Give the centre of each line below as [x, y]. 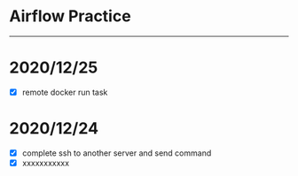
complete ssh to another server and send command [117, 153]
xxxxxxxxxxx [45, 163]
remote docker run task [65, 92]
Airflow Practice [70, 16]
